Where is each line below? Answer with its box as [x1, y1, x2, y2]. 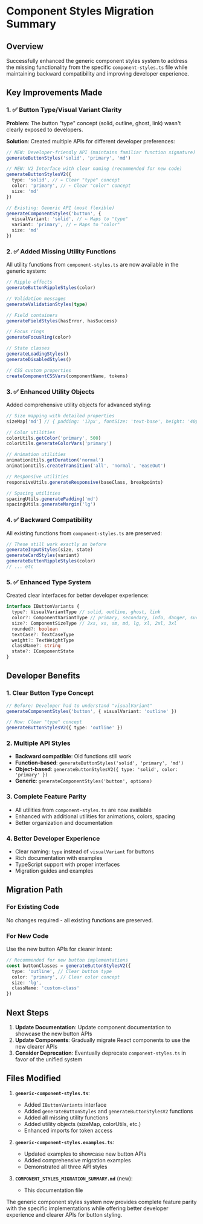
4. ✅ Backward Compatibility [6, 516, 92, 524]
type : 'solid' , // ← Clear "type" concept [11, 177, 120, 183]
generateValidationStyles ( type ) [6, 301, 88, 307]
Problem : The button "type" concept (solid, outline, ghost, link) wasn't [6, 119, 181, 126]
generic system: [6, 267, 47, 275]
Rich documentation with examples [14, 855, 103, 862]
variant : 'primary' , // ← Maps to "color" [11, 222, 120, 228]
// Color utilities [6, 429, 56, 435]
